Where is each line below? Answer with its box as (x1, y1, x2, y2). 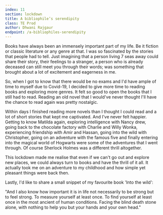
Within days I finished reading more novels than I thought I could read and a (5, 109, 157, 115)
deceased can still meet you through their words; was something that (5, 64, 144, 70)
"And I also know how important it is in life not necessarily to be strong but (5, 189, 154, 195)
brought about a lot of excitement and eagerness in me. (5, 69, 117, 75)
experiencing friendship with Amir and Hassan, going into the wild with (5, 130, 147, 135)
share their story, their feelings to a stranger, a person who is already (5, 59, 144, 64)
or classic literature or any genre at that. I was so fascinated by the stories (5, 48, 154, 54)
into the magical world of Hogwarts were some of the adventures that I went (5, 140, 158, 145)
